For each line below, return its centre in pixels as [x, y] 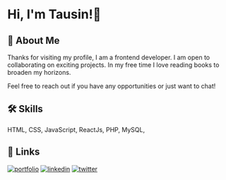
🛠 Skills [25, 109]
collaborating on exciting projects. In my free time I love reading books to [113, 65]
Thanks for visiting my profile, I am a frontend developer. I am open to [109, 57]
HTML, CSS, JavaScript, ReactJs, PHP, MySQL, [76, 129]
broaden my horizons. [39, 72]
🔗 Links [24, 152]
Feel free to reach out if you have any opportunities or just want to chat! [112, 86]
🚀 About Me [34, 41]
